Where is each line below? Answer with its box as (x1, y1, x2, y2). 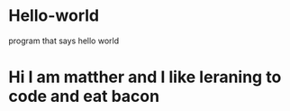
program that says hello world (8, 35, 120, 46)
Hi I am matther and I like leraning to (8, 67, 282, 88)
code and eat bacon (8, 87, 159, 106)
